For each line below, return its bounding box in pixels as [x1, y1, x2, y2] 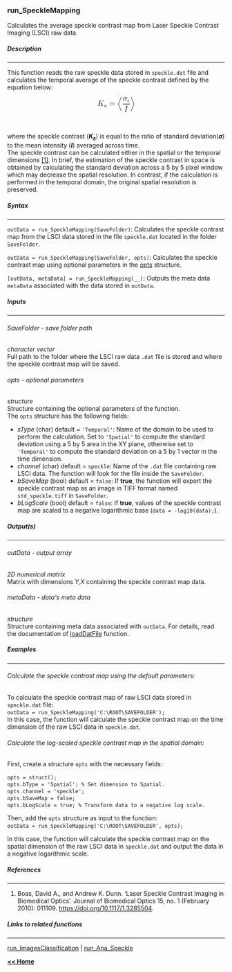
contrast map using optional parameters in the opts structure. [7, 260, 182, 269]
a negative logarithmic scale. [7, 849, 89, 858]
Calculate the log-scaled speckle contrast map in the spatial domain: [7, 739, 205, 747]
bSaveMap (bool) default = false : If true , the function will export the [17, 477, 213, 485]
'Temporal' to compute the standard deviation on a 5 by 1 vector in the [17, 448, 217, 456]
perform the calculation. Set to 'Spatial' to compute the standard [17, 432, 206, 441]
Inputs [7, 297, 26, 306]
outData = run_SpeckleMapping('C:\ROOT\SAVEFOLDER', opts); [7, 823, 184, 830]
